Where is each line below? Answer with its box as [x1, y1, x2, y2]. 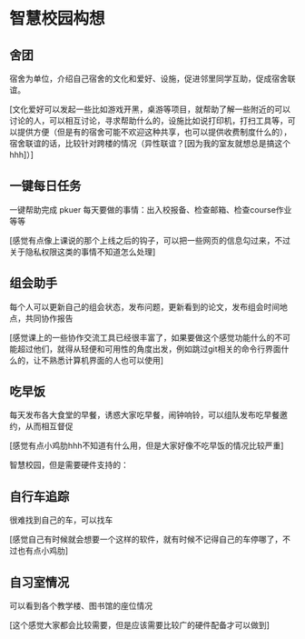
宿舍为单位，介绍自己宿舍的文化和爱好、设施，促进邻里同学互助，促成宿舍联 [9, 74, 296, 84]
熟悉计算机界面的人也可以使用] [48, 354, 164, 365]
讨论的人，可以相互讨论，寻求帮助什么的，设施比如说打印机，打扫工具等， [9, 115, 288, 125]
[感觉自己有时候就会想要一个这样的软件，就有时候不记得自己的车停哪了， [9, 534, 283, 545]
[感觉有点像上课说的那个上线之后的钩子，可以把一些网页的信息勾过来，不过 [9, 235, 291, 245]
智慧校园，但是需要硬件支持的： [9, 460, 129, 471]
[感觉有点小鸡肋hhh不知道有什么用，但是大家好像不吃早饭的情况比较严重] [9, 440, 284, 451]
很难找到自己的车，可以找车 [9, 514, 113, 525]
